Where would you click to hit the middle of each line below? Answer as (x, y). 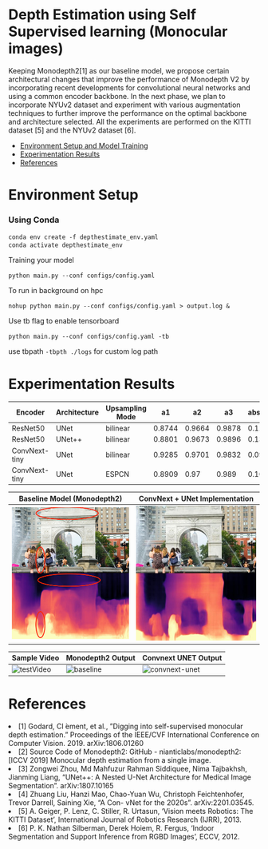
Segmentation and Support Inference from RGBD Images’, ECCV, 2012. (124, 836)
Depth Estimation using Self (102, 15)
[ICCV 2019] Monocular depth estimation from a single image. (110, 760)
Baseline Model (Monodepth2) (71, 498)
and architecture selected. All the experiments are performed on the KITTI (130, 121)
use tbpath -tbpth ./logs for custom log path (83, 351)
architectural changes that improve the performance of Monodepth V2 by (129, 79)
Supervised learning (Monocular (118, 32)
